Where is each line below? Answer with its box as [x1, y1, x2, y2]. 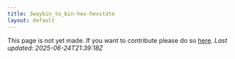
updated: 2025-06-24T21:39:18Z [7, 44, 104, 52]
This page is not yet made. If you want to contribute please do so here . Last [7, 36, 228, 44]
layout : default [7, 17, 55, 24]
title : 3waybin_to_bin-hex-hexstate [7, 10, 115, 18]
